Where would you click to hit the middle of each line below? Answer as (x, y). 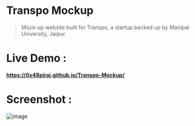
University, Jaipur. (44, 33)
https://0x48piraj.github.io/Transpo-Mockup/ (66, 75)
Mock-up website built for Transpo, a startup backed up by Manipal (105, 27)
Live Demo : (36, 58)
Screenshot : (39, 100)
